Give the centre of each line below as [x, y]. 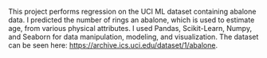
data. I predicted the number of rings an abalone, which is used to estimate [132, 20]
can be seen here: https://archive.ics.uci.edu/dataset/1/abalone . [113, 45]
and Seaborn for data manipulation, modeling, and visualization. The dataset [133, 37]
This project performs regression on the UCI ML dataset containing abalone [132, 12]
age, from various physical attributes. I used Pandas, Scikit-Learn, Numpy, [130, 28]
